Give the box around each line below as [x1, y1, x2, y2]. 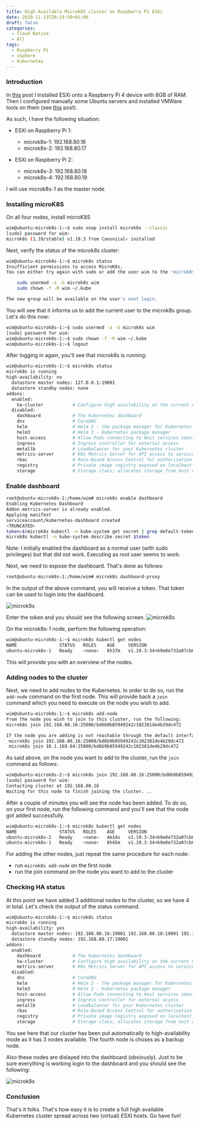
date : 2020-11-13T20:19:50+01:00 [6, 14, 89, 20]
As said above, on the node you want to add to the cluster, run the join [6, 754, 179, 761]
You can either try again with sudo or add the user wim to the [6, 269, 168, 275]
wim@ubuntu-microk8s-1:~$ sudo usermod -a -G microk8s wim [6, 324, 155, 331]
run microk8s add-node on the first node [14, 862, 111, 869]
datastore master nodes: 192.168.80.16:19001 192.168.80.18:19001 [11, 931, 179, 937]
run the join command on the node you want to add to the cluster [14, 868, 174, 876]
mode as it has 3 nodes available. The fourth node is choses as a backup [6, 1036, 185, 1043]
